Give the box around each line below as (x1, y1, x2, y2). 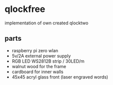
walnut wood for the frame (11, 63, 66, 69)
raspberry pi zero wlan (11, 47, 58, 53)
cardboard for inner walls (11, 69, 64, 75)
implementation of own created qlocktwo (4, 20, 89, 26)
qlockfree (4, 3, 46, 15)
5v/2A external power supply (11, 53, 71, 59)
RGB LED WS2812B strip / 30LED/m (11, 58, 85, 64)
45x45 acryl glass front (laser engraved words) (11, 74, 109, 80)
